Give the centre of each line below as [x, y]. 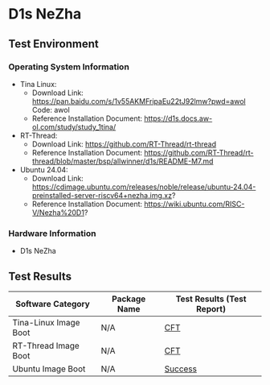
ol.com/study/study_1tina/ [74, 126]
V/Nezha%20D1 [58, 212]
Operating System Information [69, 67]
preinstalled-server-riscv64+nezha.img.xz [102, 195]
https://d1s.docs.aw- [178, 118]
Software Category [53, 304]
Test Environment [53, 44]
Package [129, 299]
